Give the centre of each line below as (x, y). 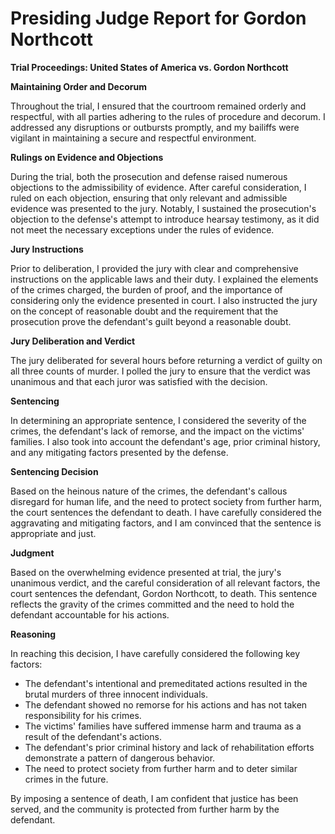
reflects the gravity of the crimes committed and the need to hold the (152, 604)
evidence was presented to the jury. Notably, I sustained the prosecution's (163, 208)
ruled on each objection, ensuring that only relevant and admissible (149, 198)
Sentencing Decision (54, 471)
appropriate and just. (53, 533)
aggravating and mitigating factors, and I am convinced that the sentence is (166, 523)
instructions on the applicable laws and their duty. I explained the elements (164, 279)
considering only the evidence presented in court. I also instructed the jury (164, 300)
